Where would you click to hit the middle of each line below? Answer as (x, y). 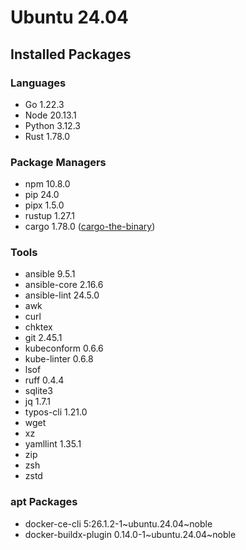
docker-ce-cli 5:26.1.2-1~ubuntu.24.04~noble (118, 523)
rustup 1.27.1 (50, 216)
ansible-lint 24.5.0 (62, 295)
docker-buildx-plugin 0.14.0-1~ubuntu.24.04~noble (130, 534)
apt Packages (44, 502)
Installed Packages (71, 54)
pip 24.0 (42, 195)
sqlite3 (38, 391)
